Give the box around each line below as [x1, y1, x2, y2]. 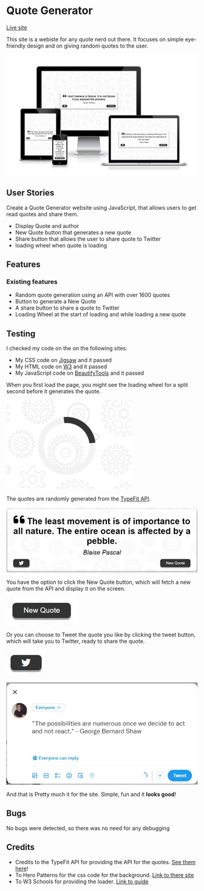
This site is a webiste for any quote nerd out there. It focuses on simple [6, 35, 184, 43]
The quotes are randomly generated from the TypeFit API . [6, 495, 151, 503]
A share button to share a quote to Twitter [15, 304, 120, 311]
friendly [6, 42, 26, 49]
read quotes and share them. [6, 210, 79, 218]
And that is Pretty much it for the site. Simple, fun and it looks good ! [6, 790, 177, 798]
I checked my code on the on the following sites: [6, 345, 127, 352]
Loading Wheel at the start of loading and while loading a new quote [15, 311, 186, 318]
